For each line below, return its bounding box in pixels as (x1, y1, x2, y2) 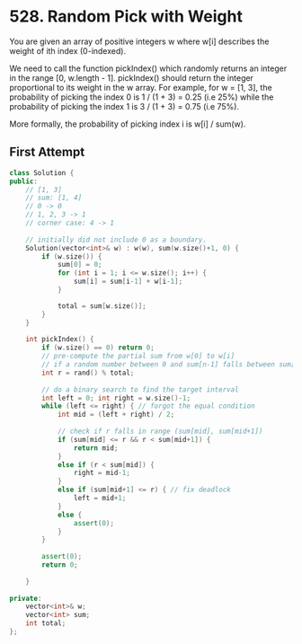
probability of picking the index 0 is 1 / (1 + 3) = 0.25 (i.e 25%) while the (9, 92, 274, 102)
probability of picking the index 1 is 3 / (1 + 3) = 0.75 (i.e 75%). (9, 101, 240, 111)
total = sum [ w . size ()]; (57, 301, 147, 311)
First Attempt (9, 145, 85, 160)
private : (9, 594, 42, 603)
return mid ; (73, 443, 119, 453)
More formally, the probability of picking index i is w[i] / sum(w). (9, 119, 246, 129)
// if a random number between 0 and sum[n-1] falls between (41, 360, 276, 369)
